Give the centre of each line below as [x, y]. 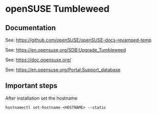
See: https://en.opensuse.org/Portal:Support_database [63, 70]
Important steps [31, 86]
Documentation [31, 28]
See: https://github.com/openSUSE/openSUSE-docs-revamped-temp [78, 40]
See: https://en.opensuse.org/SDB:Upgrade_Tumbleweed [66, 50]
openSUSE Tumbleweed [58, 9]
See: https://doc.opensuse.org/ [38, 60]
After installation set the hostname [41, 98]
